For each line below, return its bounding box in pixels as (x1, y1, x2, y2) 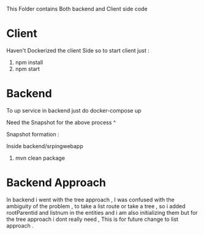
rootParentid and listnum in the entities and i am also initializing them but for (6, 209, 198, 216)
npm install (15, 58, 43, 66)
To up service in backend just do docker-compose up (6, 106, 142, 114)
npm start (15, 65, 40, 72)
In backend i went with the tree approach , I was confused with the (6, 196, 175, 203)
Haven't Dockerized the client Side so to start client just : (6, 47, 150, 54)
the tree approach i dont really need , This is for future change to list (6, 215, 179, 223)
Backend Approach (6, 176, 106, 190)
